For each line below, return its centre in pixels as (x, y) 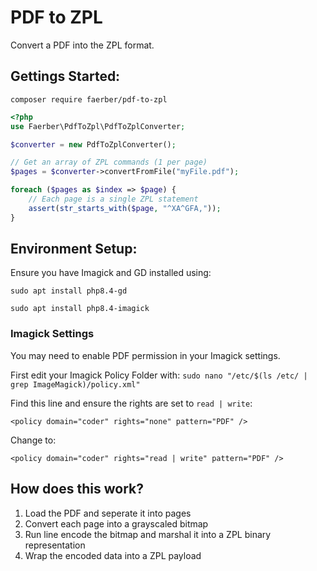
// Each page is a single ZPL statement (113, 199)
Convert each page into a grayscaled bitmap (116, 523)
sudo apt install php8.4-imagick (80, 309)
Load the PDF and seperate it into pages (108, 513)
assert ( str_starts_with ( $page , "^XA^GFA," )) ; (125, 208)
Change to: (33, 440)
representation (55, 545)
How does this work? (77, 489)
